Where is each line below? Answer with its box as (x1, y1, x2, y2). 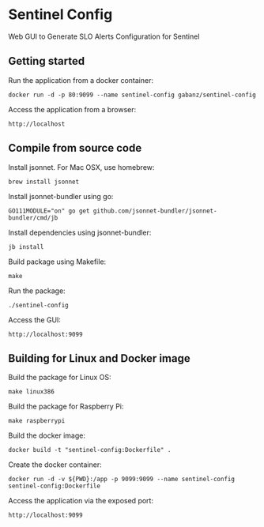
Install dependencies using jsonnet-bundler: (8, 228, 152, 237)
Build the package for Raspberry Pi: (8, 401, 124, 412)
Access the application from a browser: (8, 104, 137, 114)
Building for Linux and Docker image (8, 352, 191, 365)
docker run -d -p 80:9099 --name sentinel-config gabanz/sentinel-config (8, 91, 257, 99)
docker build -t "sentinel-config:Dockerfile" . (8, 446, 172, 454)
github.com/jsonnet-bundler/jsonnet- (92, 207, 217, 215)
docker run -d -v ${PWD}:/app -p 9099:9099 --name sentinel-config (8, 476, 236, 484)
